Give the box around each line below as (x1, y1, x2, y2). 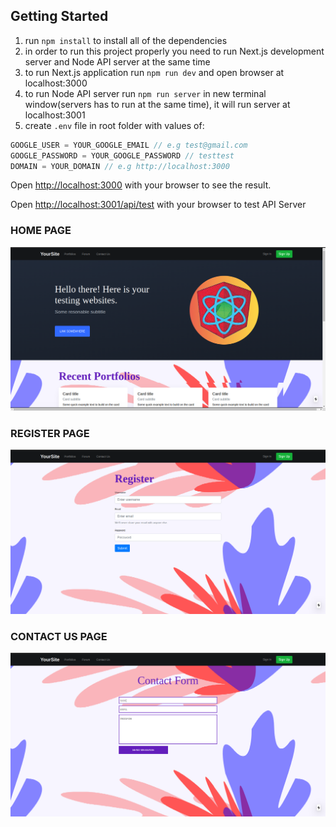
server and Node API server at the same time (24, 55, 211, 68)
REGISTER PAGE (10, 426, 90, 440)
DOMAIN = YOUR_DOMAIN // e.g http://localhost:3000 (10, 161, 230, 171)
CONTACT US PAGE (10, 629, 108, 643)
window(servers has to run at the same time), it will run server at (24, 98, 291, 110)
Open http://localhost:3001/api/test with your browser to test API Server (10, 199, 307, 211)
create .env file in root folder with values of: (24, 119, 205, 131)
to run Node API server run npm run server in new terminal (24, 87, 267, 99)
